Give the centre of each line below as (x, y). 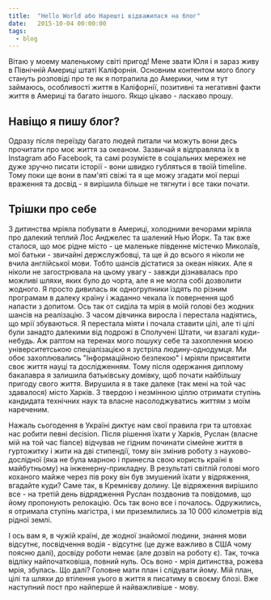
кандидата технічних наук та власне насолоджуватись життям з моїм (129, 401)
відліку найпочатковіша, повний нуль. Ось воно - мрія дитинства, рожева (136, 561)
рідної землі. (30, 520)
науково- (235, 451)
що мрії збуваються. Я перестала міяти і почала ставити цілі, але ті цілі (131, 323)
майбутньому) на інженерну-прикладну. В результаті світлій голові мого (134, 468)
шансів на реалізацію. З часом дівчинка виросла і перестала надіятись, (133, 315)
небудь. (22, 340)
